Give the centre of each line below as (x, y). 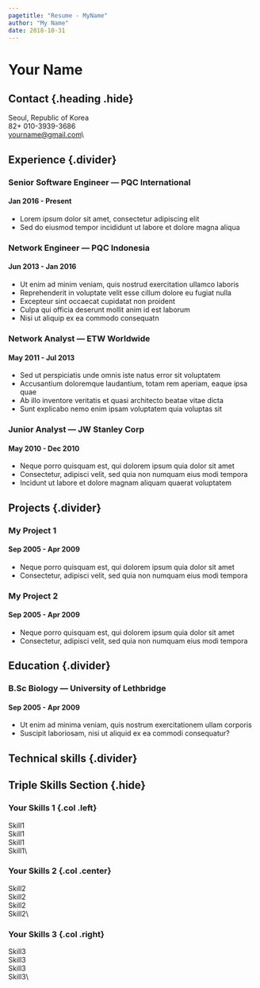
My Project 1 (32, 530)
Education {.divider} (59, 666)
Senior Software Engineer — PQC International (99, 182)
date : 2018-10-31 (37, 30)
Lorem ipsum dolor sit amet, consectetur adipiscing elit (109, 218)
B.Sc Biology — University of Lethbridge (87, 689)
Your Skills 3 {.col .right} (56, 934)
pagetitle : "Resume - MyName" (58, 15)
